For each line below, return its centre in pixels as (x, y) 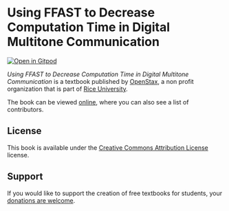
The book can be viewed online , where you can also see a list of (98, 102)
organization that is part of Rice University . (68, 89)
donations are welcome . (41, 200)
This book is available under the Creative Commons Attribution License (108, 147)
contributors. (25, 109)
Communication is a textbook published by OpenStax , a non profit (100, 81)
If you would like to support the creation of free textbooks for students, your (115, 193)
